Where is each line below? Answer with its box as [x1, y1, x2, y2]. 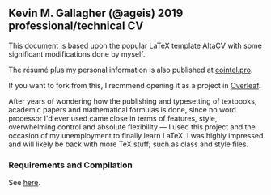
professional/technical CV [8, 19, 144, 33]
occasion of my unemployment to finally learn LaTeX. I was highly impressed [8, 130, 264, 140]
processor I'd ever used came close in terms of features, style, [8, 113, 218, 123]
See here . [8, 178, 40, 188]
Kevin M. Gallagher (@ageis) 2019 [8, 6, 184, 20]
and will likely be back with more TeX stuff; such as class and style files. [8, 139, 249, 149]
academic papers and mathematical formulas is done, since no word [8, 104, 237, 114]
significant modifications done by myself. [8, 49, 146, 59]
